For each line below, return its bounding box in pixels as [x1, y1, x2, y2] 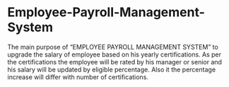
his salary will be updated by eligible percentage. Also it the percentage [7, 65, 216, 74]
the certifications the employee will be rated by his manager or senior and [7, 57, 223, 66]
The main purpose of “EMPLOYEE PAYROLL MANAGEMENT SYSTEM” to [7, 42, 219, 51]
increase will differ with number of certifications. [7, 72, 148, 81]
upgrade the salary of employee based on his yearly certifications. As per [7, 50, 221, 59]
